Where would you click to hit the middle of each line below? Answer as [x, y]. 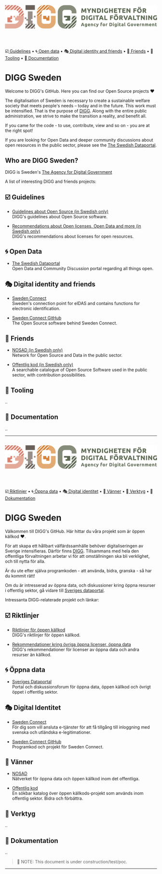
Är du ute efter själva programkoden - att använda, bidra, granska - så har [78, 571]
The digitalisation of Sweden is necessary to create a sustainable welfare [78, 101]
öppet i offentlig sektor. [35, 692]
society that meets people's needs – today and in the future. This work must [81, 106]
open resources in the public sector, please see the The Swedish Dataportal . [81, 145]
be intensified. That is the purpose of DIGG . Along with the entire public [76, 111]
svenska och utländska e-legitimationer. [52, 732]
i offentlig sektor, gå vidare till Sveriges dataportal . [55, 591]
